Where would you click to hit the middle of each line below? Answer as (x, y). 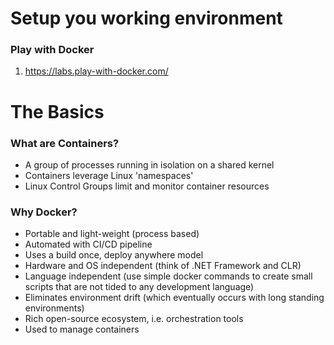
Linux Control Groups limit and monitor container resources (147, 186)
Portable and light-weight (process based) (112, 234)
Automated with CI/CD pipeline (88, 244)
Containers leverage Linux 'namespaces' (109, 175)
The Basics (57, 111)
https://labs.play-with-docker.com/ (96, 71)
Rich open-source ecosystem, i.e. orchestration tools (134, 319)
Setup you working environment (146, 18)
